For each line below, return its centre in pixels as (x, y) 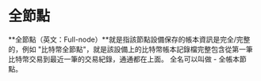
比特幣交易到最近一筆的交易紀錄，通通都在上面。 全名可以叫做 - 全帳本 (124, 59)
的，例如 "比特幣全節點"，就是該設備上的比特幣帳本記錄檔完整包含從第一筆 (130, 49)
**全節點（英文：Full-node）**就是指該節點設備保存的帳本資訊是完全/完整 (129, 39)
